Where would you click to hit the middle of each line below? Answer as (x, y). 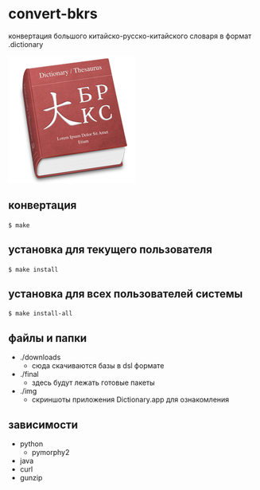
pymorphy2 (50, 452)
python (31, 444)
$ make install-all (41, 314)
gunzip (31, 478)
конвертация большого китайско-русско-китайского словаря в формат (130, 36)
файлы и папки (48, 338)
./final (29, 374)
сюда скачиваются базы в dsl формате (98, 366)
